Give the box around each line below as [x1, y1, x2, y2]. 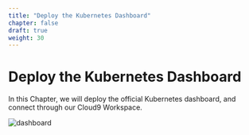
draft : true [8, 26, 48, 34]
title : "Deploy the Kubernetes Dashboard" [8, 11, 151, 20]
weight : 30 [8, 33, 45, 42]
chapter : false [8, 19, 59, 27]
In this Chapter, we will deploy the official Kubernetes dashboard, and [8, 94, 236, 104]
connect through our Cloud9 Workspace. [8, 102, 143, 112]
